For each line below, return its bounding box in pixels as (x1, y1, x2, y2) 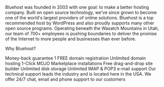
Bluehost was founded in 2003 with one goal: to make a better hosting (5, 4, 149, 10)
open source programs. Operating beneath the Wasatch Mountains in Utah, (5, 25, 159, 31)
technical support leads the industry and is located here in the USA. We (5, 71, 152, 77)
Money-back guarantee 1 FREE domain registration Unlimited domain (5, 55, 146, 61)
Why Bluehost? (5, 46, 36, 51)
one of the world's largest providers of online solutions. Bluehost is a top (5, 15, 154, 20)
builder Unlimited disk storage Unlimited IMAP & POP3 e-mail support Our (5, 66, 157, 72)
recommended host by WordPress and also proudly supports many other (5, 20, 155, 26)
